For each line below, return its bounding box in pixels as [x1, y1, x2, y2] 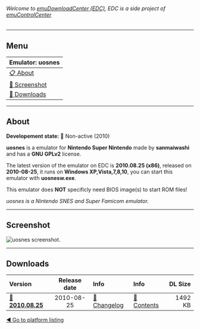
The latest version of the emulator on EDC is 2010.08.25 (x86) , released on [6, 162, 192, 169]
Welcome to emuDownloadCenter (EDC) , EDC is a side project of [6, 5, 165, 12]
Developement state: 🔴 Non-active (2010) [6, 132, 110, 140]
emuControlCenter [6, 11, 52, 18]
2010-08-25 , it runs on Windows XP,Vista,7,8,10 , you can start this [6, 168, 173, 175]
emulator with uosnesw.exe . [6, 174, 76, 181]
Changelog [93, 301, 124, 309]
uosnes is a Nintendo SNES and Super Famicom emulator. [6, 197, 149, 204]
